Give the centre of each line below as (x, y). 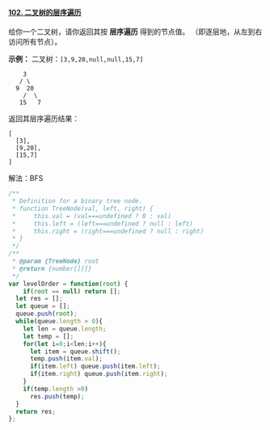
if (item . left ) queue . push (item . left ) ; (95, 367)
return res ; (36, 411)
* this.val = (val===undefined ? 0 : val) (92, 216)
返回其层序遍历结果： (44, 119)
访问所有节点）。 (35, 42)
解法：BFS (26, 179)
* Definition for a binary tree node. (77, 201)
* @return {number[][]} (52, 268)
